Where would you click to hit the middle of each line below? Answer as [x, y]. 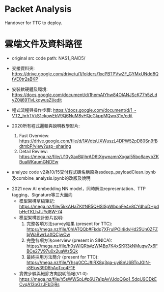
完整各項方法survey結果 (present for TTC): [69, 224]
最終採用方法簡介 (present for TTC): [62, 257]
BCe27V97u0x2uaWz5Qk [52, 251]
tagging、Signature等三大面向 [42, 195]
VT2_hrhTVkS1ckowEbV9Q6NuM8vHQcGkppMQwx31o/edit [72, 115]
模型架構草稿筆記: [37, 201]
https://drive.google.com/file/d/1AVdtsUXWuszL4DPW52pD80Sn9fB [88, 141]
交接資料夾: [23, 68]
